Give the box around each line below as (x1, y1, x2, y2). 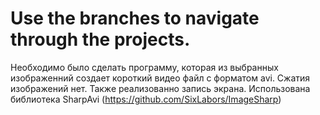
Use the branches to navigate (10, 7, 260, 30)
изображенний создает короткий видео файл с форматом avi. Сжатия (10, 72, 311, 84)
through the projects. (10, 28, 191, 51)
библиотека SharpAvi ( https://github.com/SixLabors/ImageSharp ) (10, 93, 282, 105)
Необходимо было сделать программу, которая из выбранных (10, 61, 279, 73)
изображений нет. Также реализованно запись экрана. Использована (10, 82, 311, 94)
